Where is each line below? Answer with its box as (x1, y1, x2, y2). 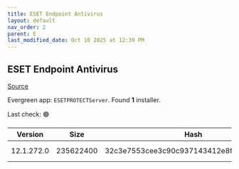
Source (7, 82, 28, 90)
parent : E (7, 30, 37, 38)
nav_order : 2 (7, 23, 46, 31)
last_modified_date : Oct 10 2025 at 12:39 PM (7, 37, 144, 44)
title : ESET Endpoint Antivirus (7, 10, 103, 18)
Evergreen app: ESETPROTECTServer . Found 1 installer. (7, 95, 161, 104)
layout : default (7, 17, 55, 24)
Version (16, 129, 44, 139)
